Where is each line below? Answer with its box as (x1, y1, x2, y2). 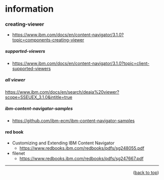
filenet (12, 150, 25, 156)
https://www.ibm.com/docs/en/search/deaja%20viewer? (5, 89, 120, 95)
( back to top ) (133, 169, 159, 175)
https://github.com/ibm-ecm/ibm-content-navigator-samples (12, 118, 135, 124)
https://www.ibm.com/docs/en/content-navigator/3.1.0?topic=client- (12, 60, 150, 66)
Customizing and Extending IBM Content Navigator (12, 140, 115, 146)
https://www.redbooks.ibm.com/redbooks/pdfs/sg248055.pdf (19, 145, 144, 151)
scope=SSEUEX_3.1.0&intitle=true (5, 94, 72, 100)
